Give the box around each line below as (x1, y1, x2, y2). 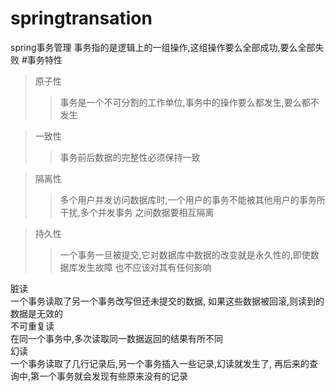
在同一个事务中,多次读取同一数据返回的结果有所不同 (10, 332, 224, 344)
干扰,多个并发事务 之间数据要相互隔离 (59, 206, 215, 218)
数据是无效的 (10, 307, 63, 319)
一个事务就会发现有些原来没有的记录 (39, 370, 189, 382)
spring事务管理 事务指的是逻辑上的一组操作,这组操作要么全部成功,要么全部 (10, 41, 316, 53)
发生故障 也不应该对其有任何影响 (77, 261, 212, 273)
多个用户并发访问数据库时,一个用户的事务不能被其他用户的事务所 (59, 193, 326, 206)
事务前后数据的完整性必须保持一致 (59, 151, 201, 163)
